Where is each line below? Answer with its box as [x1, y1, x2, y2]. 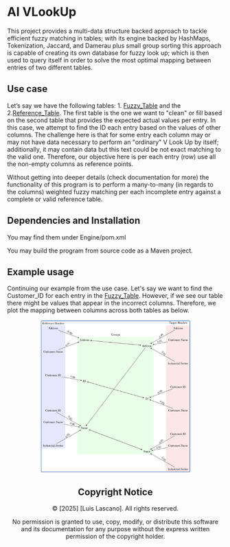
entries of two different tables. [7, 63, 93, 71]
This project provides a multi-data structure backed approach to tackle [7, 27, 207, 35]
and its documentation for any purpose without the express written [21, 525, 210, 533]
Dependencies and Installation [7, 215, 141, 226]
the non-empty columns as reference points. [7, 159, 134, 168]
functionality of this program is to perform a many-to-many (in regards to [7, 180, 214, 189]
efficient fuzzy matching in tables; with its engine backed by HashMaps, [7, 34, 211, 42]
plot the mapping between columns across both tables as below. [7, 306, 190, 314]
